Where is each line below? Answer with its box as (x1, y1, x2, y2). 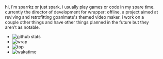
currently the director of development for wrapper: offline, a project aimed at (5, 9, 158, 15)
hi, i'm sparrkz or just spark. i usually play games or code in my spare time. (5, 4, 155, 10)
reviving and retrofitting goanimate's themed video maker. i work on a (5, 14, 144, 20)
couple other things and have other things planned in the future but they (5, 19, 149, 25)
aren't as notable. (5, 24, 40, 30)
